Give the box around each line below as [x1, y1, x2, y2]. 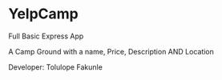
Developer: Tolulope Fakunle [8, 62, 103, 72]
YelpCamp [8, 5, 79, 23]
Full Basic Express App [8, 31, 84, 41]
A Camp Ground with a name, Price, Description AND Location [8, 46, 215, 56]
